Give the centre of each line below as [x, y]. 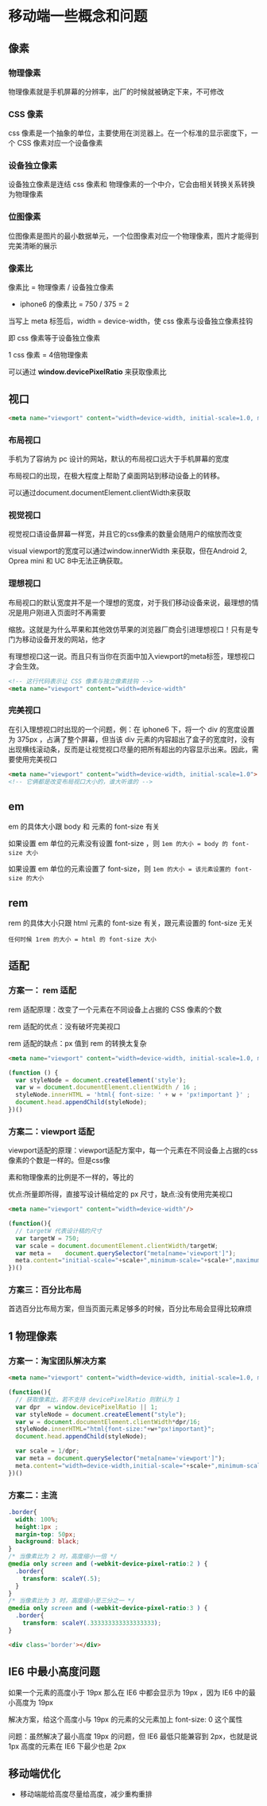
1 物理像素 [33, 1336]
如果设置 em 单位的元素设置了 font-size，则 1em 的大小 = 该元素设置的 [120, 869]
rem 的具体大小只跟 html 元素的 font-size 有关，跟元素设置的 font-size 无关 [131, 923]
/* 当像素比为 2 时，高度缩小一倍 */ [63, 1557]
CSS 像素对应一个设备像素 [60, 143]
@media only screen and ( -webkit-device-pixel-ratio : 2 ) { [108, 1564]
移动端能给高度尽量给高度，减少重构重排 [86, 1794]
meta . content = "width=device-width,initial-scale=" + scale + [114, 1465]
